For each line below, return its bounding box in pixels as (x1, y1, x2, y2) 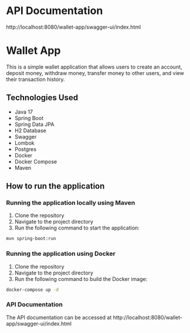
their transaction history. (6, 75, 66, 83)
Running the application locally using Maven (6, 199, 135, 207)
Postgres (14, 145, 37, 153)
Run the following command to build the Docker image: (14, 275, 148, 282)
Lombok (14, 139, 35, 146)
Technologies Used (6, 92, 78, 103)
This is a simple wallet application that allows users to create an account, (6, 63, 183, 70)
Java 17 (14, 108, 33, 115)
